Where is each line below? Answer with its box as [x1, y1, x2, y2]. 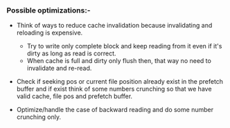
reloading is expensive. [16, 28, 83, 37]
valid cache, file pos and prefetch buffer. [16, 92, 133, 100]
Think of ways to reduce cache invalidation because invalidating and [16, 21, 213, 30]
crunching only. [16, 113, 62, 121]
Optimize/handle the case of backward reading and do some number [16, 106, 214, 114]
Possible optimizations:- [6, 6, 91, 15]
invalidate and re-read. [26, 64, 92, 73]
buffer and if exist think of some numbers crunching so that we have [16, 85, 212, 93]
